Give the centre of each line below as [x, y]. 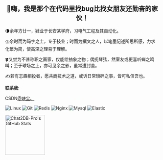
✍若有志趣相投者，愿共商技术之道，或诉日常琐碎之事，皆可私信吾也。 [76, 76]
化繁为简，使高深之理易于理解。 [37, 49]
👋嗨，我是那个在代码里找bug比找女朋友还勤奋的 [79, 9]
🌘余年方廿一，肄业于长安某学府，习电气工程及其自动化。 [63, 30]
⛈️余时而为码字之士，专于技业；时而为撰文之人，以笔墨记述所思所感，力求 [80, 41]
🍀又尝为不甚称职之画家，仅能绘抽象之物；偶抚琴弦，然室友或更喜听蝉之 [78, 59]
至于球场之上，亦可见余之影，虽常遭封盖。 [56, 65]
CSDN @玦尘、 [20, 98]
